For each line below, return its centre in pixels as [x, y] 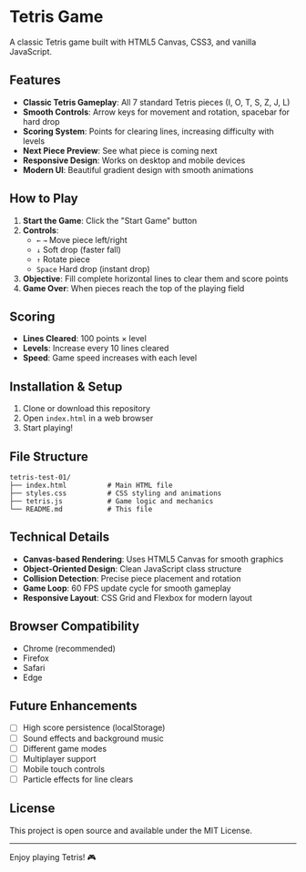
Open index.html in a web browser [88, 418]
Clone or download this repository [87, 409]
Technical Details [60, 537]
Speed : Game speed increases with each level [110, 358]
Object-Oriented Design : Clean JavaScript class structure [132, 568]
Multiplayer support [60, 758]
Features [35, 81]
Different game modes [65, 748]
